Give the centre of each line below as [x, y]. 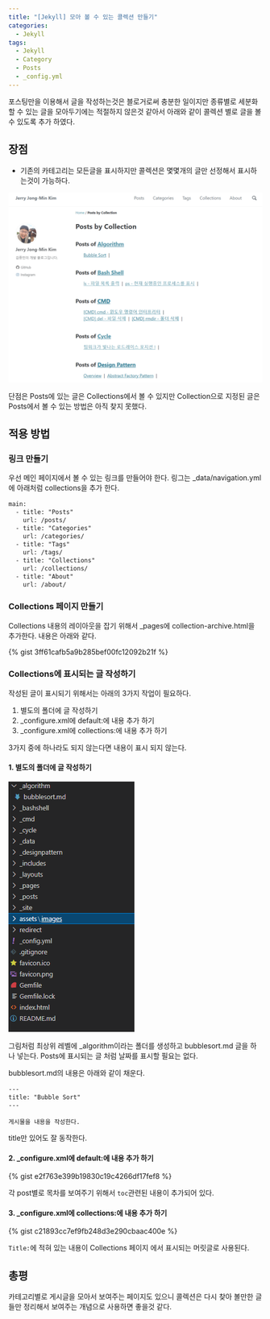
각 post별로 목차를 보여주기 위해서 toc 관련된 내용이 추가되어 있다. [111, 1193]
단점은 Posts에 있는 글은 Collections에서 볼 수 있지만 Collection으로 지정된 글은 [134, 396]
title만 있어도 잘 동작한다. [48, 1138]
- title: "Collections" [55, 561]
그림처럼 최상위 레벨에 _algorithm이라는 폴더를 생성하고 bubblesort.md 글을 [128, 1046]
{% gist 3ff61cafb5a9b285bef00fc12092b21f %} [88, 652]
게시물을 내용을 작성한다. [44, 1122]
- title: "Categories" [54, 529]
